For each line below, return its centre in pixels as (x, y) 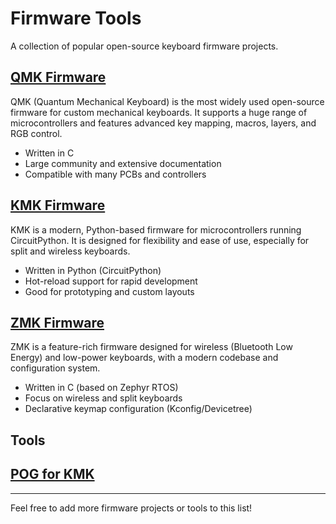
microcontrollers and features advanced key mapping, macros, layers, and (163, 123)
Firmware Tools (76, 18)
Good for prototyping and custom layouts (109, 291)
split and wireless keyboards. (70, 251)
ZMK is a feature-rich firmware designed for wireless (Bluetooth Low (151, 347)
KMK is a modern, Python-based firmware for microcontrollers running (156, 229)
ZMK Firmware (57, 322)
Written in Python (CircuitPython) (93, 270)
